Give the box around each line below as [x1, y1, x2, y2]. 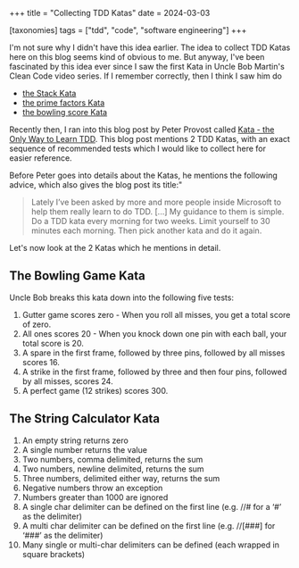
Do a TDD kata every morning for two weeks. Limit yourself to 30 [30, 216, 270, 226]
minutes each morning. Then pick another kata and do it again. [30, 225, 262, 236]
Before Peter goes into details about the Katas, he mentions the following [9, 170, 278, 180]
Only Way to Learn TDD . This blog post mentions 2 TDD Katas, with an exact [9, 134, 290, 144]
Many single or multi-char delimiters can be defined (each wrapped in [21, 539, 279, 550]
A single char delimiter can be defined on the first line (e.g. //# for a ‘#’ [21, 501, 282, 512]
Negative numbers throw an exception [21, 482, 163, 493]
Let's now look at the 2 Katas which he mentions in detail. [9, 243, 221, 253]
